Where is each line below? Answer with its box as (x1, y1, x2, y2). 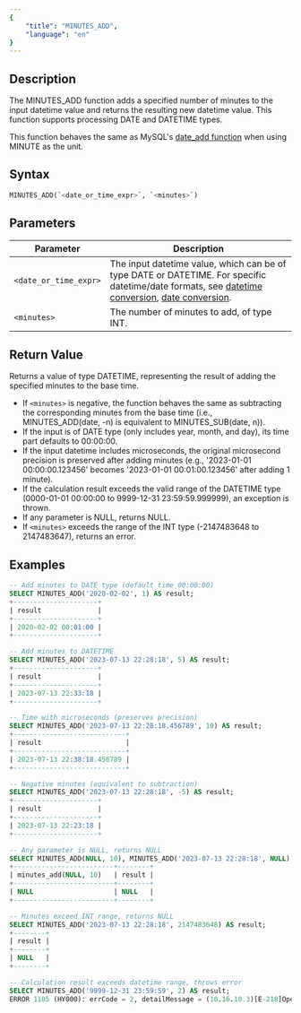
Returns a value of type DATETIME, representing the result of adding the (9, 371, 276, 382)
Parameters (9, 216, 76, 231)
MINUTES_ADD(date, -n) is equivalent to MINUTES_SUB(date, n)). (21, 417, 266, 428)
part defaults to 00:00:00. (21, 436, 118, 446)
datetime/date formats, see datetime (109, 280, 262, 292)
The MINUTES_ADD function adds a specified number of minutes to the (9, 95, 273, 106)
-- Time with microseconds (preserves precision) (9, 714, 199, 723)
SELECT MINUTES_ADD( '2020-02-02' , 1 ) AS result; (9, 589, 194, 599)
